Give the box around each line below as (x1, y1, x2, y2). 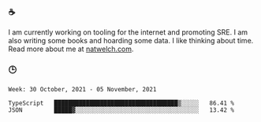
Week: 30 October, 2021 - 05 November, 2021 (8, 85, 157, 93)
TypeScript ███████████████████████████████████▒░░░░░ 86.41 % (8, 99, 235, 107)
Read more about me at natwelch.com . (8, 44, 134, 54)
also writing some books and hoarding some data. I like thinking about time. (8, 36, 254, 46)
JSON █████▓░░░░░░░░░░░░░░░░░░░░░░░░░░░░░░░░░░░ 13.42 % (8, 105, 235, 114)
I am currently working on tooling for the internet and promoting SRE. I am (8, 28, 248, 37)
